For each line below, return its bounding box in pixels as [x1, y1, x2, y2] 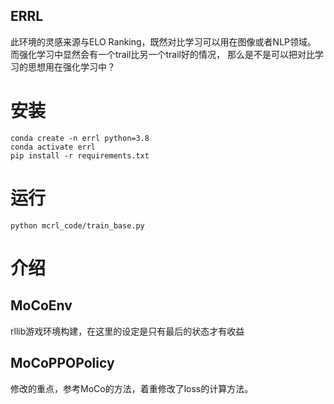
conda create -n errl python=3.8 [10, 133, 150, 143]
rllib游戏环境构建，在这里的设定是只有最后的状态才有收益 [10, 325, 245, 337]
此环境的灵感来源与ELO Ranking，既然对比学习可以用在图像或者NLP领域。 [10, 35, 317, 48]
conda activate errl [10, 142, 97, 152]
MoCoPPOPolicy [10, 355, 115, 372]
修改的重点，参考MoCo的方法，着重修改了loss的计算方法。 [10, 382, 254, 394]
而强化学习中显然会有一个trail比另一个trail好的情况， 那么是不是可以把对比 [10, 48, 315, 60]
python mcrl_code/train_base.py [10, 220, 145, 231]
